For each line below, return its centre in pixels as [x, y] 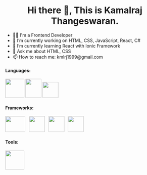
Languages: [18, 70]
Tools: [12, 142]
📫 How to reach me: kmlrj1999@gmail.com [58, 57]
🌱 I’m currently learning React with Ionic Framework [66, 46]
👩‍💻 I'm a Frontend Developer [42, 35]
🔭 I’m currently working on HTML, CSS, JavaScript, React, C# [76, 40]
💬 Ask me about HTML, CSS [42, 51]
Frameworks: [19, 108]
